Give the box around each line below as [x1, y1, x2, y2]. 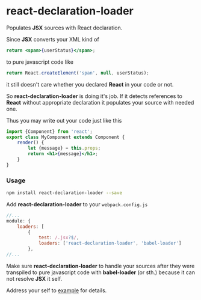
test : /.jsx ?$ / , [38, 234, 79, 241]
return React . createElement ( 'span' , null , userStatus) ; [6, 70, 149, 76]
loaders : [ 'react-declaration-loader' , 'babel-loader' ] [38, 240, 182, 246]
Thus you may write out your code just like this [6, 117, 122, 124]
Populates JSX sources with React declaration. [6, 24, 123, 31]
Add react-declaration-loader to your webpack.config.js [6, 200, 148, 208]
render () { [17, 139, 45, 145]
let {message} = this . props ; [28, 145, 101, 152]
